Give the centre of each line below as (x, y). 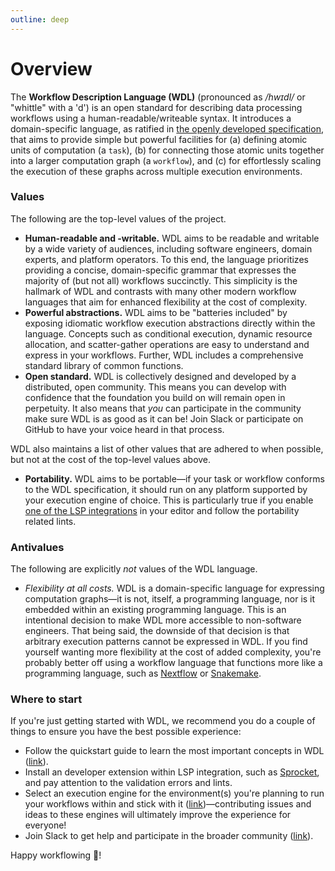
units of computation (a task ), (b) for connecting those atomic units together (167, 150)
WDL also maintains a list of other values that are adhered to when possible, (167, 448)
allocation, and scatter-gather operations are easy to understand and (167, 344)
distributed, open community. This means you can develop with (155, 387)
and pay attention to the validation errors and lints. (128, 783)
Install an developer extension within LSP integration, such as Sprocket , (172, 772)
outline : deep (40, 19)
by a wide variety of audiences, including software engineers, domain (168, 248)
